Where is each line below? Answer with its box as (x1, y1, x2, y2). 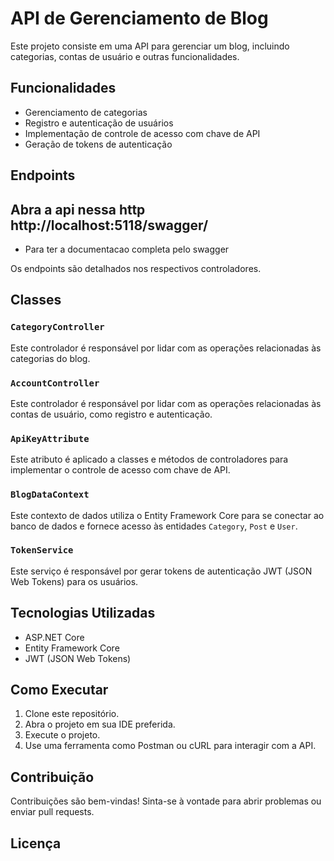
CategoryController (10, 322, 105, 333)
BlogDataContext (10, 489, 90, 501)
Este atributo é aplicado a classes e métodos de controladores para (10, 453, 289, 466)
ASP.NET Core (24, 631, 85, 643)
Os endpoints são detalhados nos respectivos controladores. (10, 262, 262, 274)
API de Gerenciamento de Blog (10, 7, 269, 30)
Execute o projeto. (24, 729, 101, 741)
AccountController (10, 377, 100, 389)
